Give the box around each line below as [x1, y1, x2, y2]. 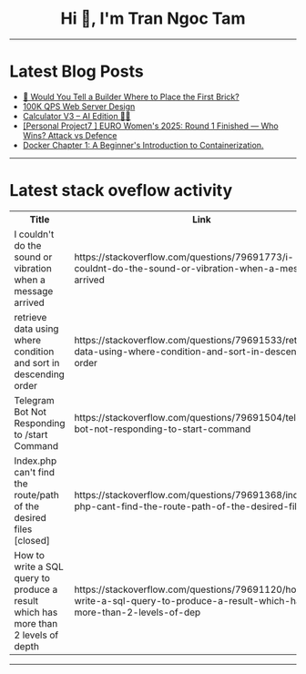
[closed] [14, 534, 50, 546]
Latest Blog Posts [9, 61, 144, 82]
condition [14, 345, 55, 358]
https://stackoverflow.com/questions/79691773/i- [74, 250, 294, 263]
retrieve [14, 311, 47, 323]
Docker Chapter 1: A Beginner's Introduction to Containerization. [22, 139, 264, 150]
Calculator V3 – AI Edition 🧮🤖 [22, 110, 131, 121]
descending [14, 368, 66, 381]
